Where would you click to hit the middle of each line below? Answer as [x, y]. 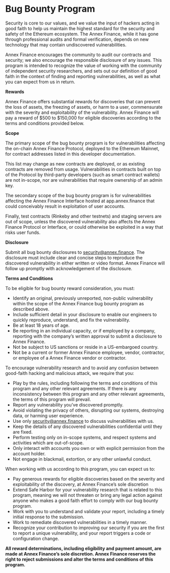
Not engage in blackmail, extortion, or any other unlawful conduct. [82, 459]
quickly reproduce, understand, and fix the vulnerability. [72, 320]
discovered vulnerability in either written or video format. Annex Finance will [85, 263]
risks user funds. [23, 232]
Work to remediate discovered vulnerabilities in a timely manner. [80, 522]
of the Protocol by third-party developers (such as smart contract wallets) [83, 175]
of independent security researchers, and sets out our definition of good [81, 71]
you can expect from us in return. [40, 82]
